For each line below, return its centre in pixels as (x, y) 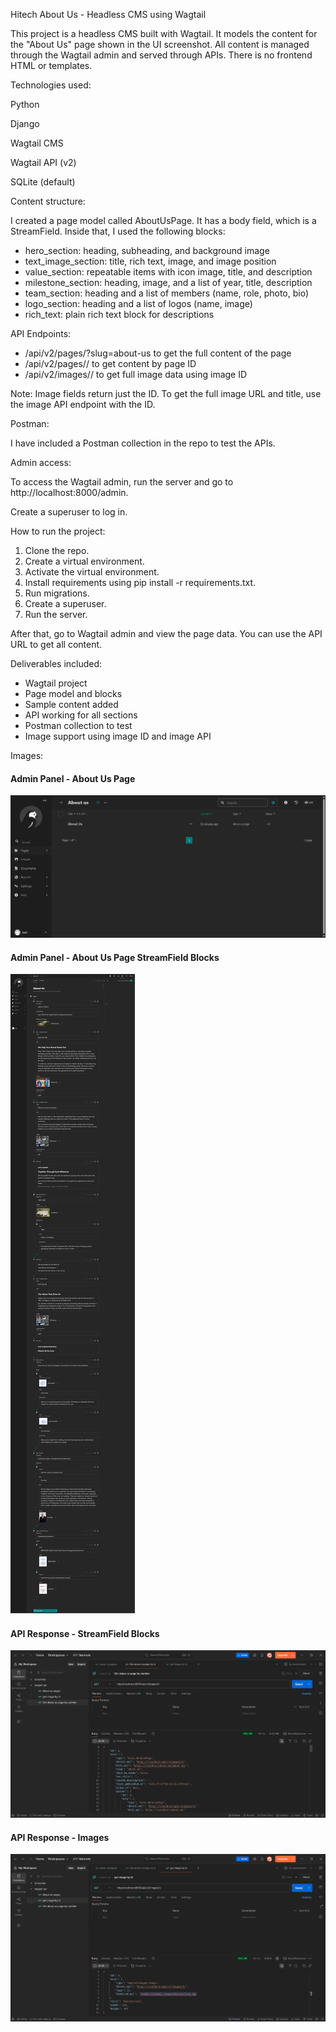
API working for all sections (81, 715)
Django (25, 123)
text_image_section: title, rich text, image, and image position (150, 261)
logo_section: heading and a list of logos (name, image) (138, 303)
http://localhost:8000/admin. (69, 492)
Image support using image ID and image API (118, 736)
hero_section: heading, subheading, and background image (147, 250)
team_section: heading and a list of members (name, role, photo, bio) (167, 293)
